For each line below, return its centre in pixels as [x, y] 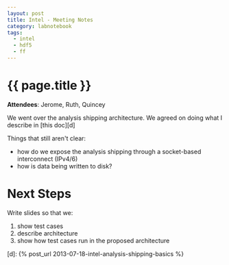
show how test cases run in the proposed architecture [93, 240]
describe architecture [47, 233]
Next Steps [39, 194]
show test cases [40, 226]
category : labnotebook [39, 26]
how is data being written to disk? [64, 166]
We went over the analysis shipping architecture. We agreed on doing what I [115, 118]
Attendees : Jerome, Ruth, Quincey [56, 104]
